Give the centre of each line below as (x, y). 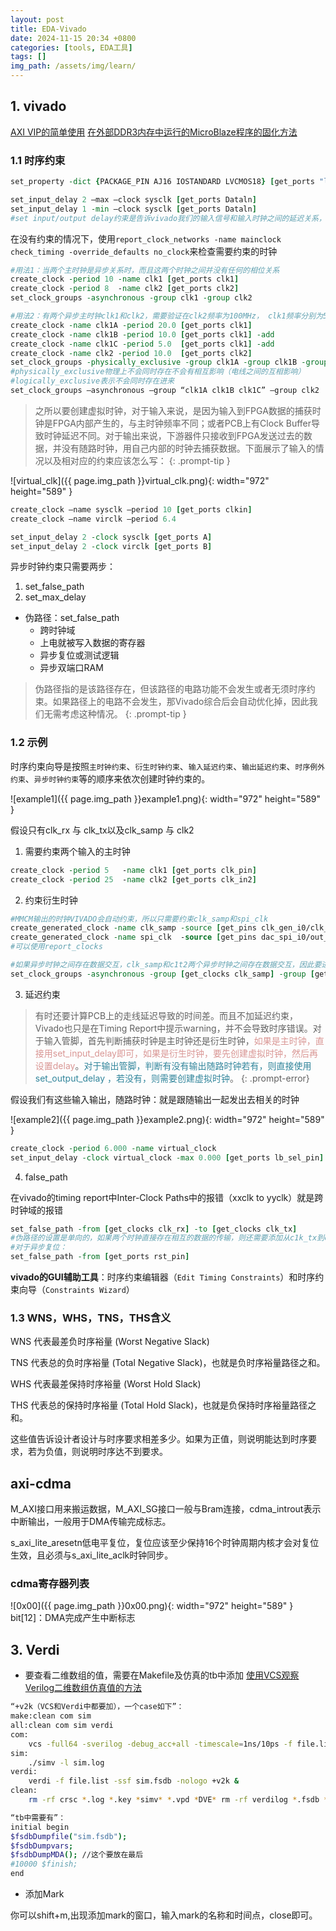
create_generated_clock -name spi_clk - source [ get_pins (133, 937)
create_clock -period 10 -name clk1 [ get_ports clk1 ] (125, 279)
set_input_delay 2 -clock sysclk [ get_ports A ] (111, 537)
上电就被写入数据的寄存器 (92, 643)
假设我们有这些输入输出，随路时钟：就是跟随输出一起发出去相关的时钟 (155, 1099)
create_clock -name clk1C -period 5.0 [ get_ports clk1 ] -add (142, 344)
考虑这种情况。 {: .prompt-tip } (124, 714)
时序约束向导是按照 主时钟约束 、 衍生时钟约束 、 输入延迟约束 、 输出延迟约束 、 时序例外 (168, 766)
